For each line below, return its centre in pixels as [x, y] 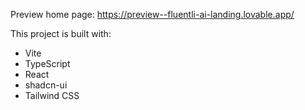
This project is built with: [61, 33]
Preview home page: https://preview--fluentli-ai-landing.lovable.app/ [152, 14]
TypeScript [47, 63]
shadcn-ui [46, 85]
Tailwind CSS [52, 95]
